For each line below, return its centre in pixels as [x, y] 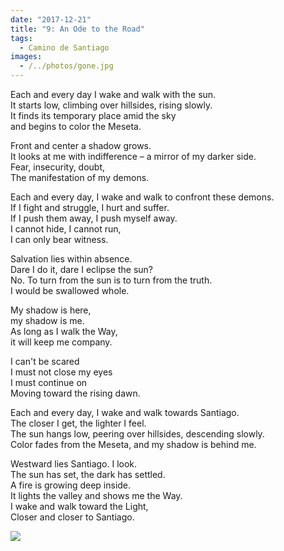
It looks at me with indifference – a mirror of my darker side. [133, 156]
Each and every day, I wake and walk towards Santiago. [125, 412]
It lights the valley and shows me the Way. [96, 495]
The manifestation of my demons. [80, 177]
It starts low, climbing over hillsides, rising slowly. [111, 105]
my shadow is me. [47, 320]
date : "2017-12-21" [51, 19]
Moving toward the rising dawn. [75, 393]
